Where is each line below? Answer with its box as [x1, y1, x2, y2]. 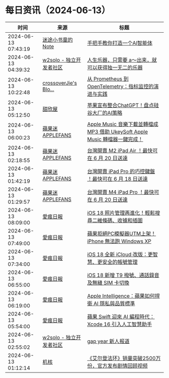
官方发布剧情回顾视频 [97, 362, 148, 369]
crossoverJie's [42, 79, 77, 86]
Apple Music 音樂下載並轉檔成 [87, 120, 158, 127]
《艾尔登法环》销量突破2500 [87, 354, 156, 361]
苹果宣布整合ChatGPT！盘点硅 [87, 102, 159, 109]
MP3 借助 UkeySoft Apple [87, 128, 148, 135]
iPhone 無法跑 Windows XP [87, 238, 152, 245]
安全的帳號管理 [102, 258, 138, 265]
